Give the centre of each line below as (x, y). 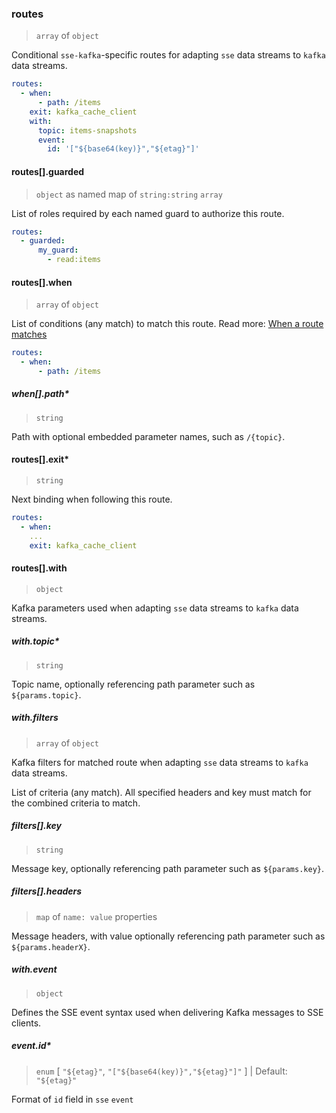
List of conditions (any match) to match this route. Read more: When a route (167, 324)
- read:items (74, 260)
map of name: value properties (96, 916)
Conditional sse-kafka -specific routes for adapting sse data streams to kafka (168, 55)
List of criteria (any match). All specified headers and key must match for (161, 792)
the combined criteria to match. (76, 803)
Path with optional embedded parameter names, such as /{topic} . (148, 436)
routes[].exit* (40, 459)
